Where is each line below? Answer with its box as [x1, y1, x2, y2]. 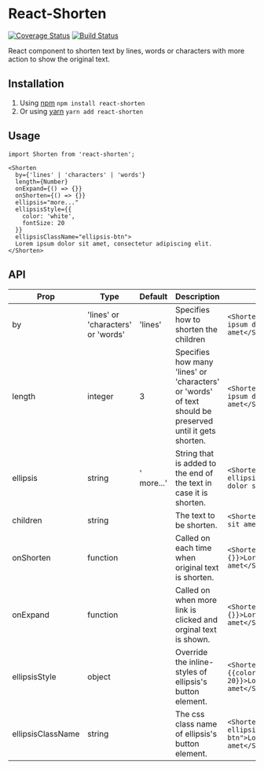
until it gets [175, 426, 216, 437]
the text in [175, 478, 212, 489]
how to [175, 314, 200, 325]
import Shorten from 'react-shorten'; [8, 150, 135, 158]
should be [175, 406, 212, 417]
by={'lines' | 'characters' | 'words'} [15, 171, 146, 179]
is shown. [175, 634, 211, 645]
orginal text [175, 624, 218, 635]
